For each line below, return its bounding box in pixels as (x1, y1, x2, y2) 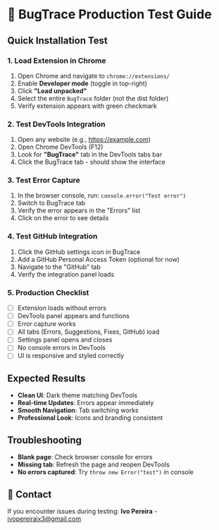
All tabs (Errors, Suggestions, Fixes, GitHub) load (17, 327, 160, 336)
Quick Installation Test (7, 35, 108, 47)
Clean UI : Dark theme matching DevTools (17, 391, 138, 399)
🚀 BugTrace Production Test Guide (7, 6, 213, 23)
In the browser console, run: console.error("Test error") (17, 191, 187, 200)
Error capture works (17, 320, 76, 328)
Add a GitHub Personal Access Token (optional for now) (17, 255, 180, 263)
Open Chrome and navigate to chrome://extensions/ (17, 71, 170, 80)
